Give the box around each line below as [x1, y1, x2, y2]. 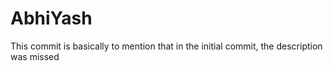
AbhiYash [10, 7, 93, 30]
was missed [10, 50, 60, 62]
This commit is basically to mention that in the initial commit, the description [10, 40, 323, 52]
